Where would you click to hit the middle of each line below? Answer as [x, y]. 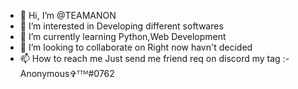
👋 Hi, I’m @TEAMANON [68, 15]
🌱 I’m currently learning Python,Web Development [123, 36]
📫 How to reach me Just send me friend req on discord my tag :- [154, 58]
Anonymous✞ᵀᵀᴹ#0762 [67, 73]
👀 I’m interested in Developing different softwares [121, 26]
